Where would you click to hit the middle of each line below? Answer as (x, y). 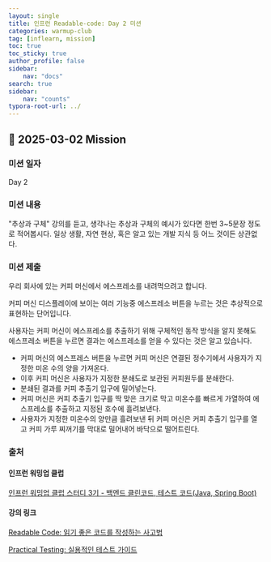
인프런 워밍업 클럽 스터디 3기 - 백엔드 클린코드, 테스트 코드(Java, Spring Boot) (133, 492)
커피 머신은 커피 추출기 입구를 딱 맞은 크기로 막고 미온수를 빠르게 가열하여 (135, 399)
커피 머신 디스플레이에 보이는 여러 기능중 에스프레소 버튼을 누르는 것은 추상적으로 (136, 303)
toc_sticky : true (38, 54)
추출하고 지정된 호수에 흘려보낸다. (108, 409)
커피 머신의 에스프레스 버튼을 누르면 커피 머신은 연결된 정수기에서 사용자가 (137, 358)
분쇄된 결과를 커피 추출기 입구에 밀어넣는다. (88, 388)
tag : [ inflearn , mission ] (52, 39)
